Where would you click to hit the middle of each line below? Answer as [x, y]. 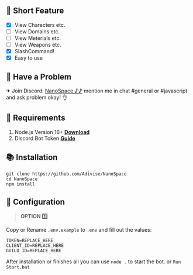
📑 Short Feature [35, 11]
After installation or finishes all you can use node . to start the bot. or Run [94, 262]
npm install [20, 184]
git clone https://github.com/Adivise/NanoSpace [66, 174]
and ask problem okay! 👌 [37, 97]
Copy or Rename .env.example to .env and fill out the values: [79, 230]
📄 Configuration [36, 202]
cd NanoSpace [22, 179]
